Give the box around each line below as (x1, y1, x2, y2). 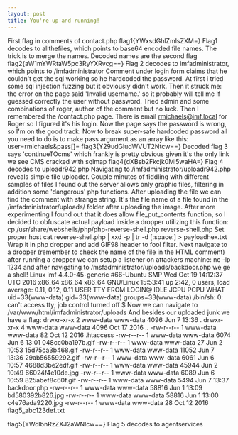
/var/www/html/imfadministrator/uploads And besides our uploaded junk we (7, 308, 230, 316)
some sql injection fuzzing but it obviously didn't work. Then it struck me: (7, 82, 222, 90)
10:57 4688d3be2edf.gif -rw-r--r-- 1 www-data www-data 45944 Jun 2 (7, 360, 218, 369)
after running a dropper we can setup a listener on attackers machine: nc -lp (7, 255, 231, 263)
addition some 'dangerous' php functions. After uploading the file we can (7, 187, 222, 196)
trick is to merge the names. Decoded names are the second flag (7, 51, 198, 60)
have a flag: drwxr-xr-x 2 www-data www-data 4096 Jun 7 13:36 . (7, 315, 202, 324)
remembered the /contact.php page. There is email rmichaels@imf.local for (7, 111, 227, 121)
